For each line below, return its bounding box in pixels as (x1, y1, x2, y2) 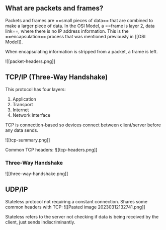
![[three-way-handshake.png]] (5, 171, 68, 177)
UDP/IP (5, 185, 28, 194)
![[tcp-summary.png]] (5, 137, 50, 143)
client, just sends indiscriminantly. (5, 219, 75, 225)
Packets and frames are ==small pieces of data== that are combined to (5, 17, 153, 23)
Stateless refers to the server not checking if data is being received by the (5, 213, 159, 219)
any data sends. (5, 127, 39, 133)
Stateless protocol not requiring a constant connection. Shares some (5, 198, 147, 204)
